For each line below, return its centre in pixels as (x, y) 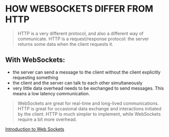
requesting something (35, 77)
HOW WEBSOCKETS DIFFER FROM (79, 9)
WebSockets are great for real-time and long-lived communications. (88, 103)
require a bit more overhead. (47, 119)
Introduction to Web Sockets (35, 129)
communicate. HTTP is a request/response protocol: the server (83, 39)
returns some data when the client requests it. (65, 44)
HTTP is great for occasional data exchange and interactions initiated (89, 108)
